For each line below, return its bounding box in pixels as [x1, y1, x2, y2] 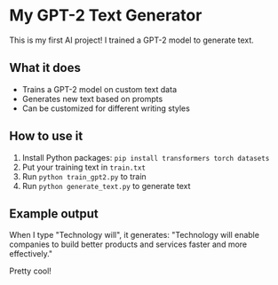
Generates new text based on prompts [21, 93, 163, 104]
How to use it [9, 129, 83, 144]
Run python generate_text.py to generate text [21, 180, 191, 191]
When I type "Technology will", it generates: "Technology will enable [9, 230, 260, 241]
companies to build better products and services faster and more [9, 239, 248, 249]
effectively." [9, 249, 53, 259]
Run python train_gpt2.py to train [21, 170, 147, 182]
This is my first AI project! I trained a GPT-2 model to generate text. [9, 35, 255, 45]
